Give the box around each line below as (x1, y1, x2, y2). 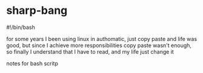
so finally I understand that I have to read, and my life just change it (6, 48, 174, 55)
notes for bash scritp (6, 60, 59, 67)
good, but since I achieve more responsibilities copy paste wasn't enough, (6, 42, 192, 49)
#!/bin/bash (6, 24, 35, 31)
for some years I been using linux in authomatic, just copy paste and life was (6, 35, 198, 42)
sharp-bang (6, 4, 68, 17)
